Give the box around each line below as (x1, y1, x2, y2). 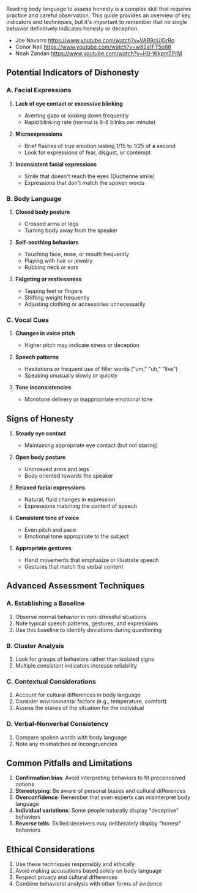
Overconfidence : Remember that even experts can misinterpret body (15, 794, 191, 801)
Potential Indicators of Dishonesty (6, 68, 139, 78)
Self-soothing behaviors (15, 238, 79, 246)
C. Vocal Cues (6, 316, 49, 324)
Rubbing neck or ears (24, 263, 79, 271)
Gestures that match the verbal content (24, 563, 124, 571)
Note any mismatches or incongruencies (15, 740, 117, 747)
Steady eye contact (15, 430, 66, 437)
